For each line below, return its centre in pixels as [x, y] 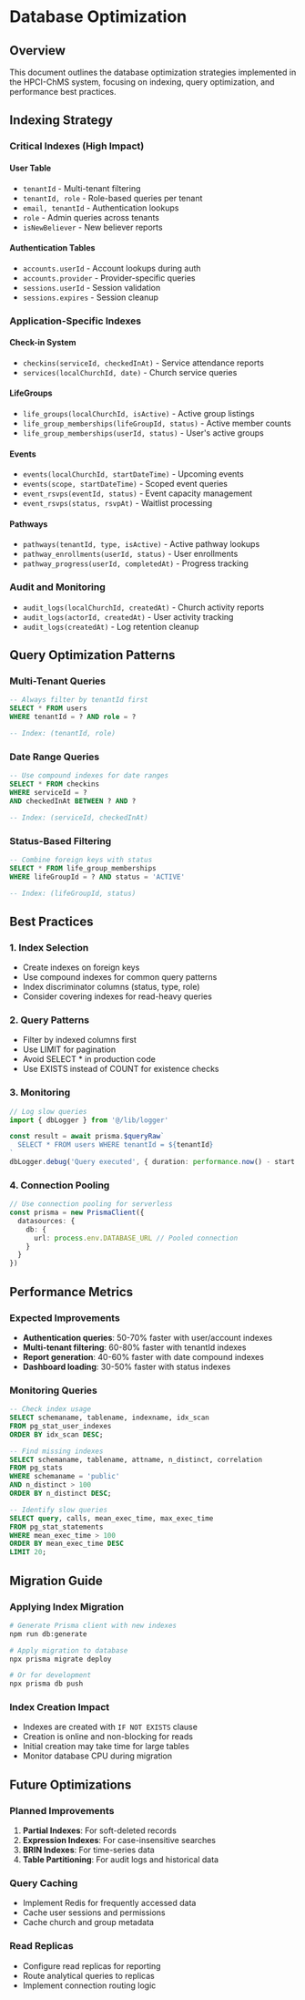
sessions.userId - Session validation [91, 287]
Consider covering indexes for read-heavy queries [117, 996]
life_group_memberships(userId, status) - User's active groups [143, 433]
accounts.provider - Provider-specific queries [109, 278]
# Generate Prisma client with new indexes [93, 1625]
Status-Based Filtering [61, 840]
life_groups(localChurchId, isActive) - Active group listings [138, 414]
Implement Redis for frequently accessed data [109, 1903]
